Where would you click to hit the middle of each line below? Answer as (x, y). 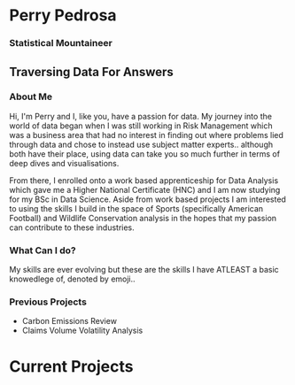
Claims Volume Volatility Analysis (82, 331)
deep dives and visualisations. (64, 163)
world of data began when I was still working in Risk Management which (141, 126)
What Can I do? (43, 250)
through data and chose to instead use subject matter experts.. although (141, 144)
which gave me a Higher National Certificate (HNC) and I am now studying (145, 189)
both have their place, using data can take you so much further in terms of (145, 154)
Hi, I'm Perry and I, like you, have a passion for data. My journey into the (141, 116)
